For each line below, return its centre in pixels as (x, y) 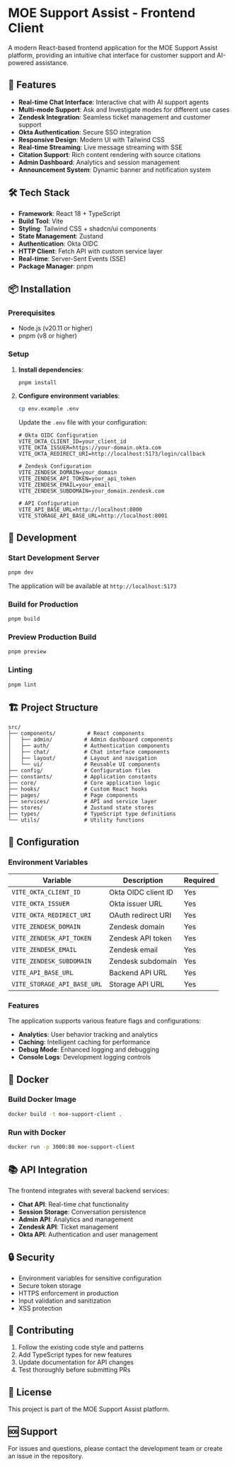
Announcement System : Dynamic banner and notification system (115, 169)
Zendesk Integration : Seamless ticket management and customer (115, 117)
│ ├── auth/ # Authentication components (89, 746)
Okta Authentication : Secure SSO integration (85, 132)
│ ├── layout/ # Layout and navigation (83, 759)
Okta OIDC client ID (141, 892)
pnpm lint (23, 684)
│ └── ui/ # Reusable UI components (84, 765)
